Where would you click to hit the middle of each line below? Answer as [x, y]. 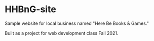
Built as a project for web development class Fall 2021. [62, 33]
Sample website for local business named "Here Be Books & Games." [77, 23]
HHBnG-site [30, 9]
